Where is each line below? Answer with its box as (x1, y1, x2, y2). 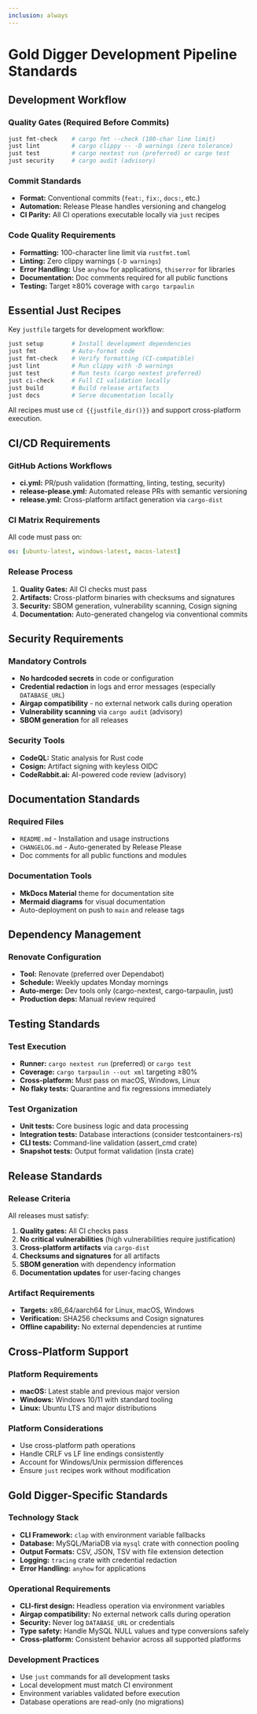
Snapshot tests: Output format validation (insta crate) (19, 1146, 194, 1156)
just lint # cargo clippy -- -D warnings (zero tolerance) (8, 143, 234, 150)
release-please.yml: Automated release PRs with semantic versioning (19, 487, 248, 496)
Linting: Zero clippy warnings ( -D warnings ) (19, 256, 161, 265)
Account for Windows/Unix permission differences (19, 1457, 184, 1467)
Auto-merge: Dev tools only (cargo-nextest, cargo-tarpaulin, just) (19, 986, 234, 996)
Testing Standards (8, 1017, 101, 1031)
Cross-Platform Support (8, 1345, 129, 1358)
